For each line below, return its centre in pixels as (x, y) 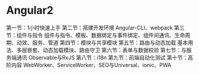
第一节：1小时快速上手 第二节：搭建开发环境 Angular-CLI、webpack (89, 27)
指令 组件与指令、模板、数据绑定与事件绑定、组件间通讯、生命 (108, 35)
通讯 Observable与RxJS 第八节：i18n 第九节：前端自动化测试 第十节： (102, 57)
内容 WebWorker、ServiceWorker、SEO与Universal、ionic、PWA (91, 65)
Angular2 (30, 10)
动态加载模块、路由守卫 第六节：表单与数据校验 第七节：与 (114, 50)
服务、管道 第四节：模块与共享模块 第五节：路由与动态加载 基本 (110, 42)
